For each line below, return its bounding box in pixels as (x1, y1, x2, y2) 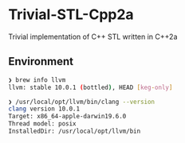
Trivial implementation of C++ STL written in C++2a (8, 32, 178, 41)
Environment (8, 55, 74, 68)
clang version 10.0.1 (8, 105, 81, 113)
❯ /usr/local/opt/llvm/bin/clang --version (8, 98, 155, 106)
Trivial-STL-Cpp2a (8, 6, 134, 24)
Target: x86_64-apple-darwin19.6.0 (8, 113, 127, 121)
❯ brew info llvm (8, 75, 66, 84)
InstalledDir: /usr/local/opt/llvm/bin (8, 127, 141, 135)
